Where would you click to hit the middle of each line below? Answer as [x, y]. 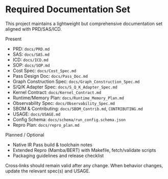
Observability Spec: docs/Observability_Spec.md [64, 103]
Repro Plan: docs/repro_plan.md [46, 125]
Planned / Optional [25, 135]
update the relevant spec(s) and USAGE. [48, 171]
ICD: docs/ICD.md [30, 59]
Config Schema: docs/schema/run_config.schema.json [69, 119]
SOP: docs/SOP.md [31, 65]
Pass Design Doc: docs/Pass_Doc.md [50, 76]
